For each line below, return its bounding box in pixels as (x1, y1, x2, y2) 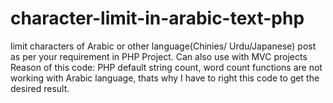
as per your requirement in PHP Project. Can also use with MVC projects (10, 50, 308, 62)
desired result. (10, 82, 70, 94)
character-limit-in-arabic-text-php (10, 7, 305, 30)
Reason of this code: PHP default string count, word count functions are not (10, 61, 323, 73)
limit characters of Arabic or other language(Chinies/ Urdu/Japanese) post (10, 40, 317, 52)
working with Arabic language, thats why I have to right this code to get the (10, 72, 320, 84)
